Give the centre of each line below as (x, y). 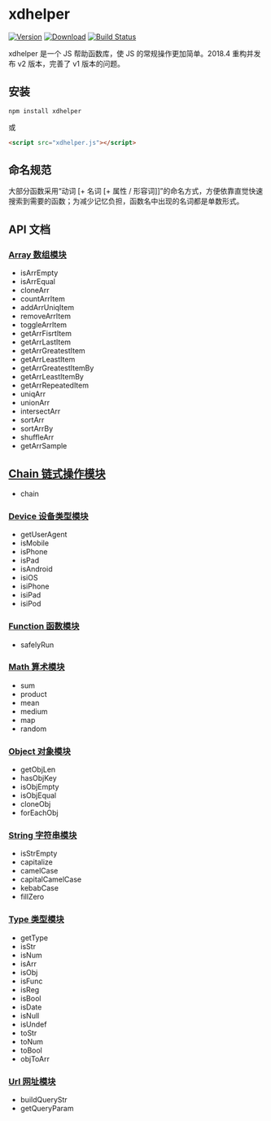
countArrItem (42, 299)
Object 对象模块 (40, 751)
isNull (30, 1015)
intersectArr (40, 411)
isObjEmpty (39, 787)
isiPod (31, 604)
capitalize (36, 862)
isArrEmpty (39, 273)
